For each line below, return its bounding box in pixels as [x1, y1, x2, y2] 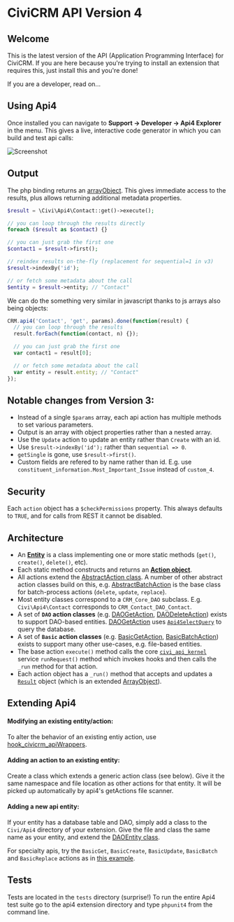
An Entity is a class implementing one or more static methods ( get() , [17, 550, 217, 558]
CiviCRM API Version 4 [7, 5, 142, 21]
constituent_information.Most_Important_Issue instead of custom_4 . [17, 465, 214, 474]
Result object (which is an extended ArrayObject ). [17, 677, 162, 685]
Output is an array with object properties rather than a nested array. [17, 428, 212, 436]
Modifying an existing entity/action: [7, 717, 114, 725]
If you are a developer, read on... [7, 80, 101, 88]
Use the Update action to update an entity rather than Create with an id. [17, 436, 221, 444]
